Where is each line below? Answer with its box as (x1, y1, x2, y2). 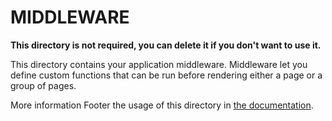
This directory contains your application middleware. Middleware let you (10, 58, 308, 70)
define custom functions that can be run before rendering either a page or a (10, 69, 323, 81)
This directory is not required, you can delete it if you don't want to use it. (10, 39, 322, 51)
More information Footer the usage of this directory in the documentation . (10, 99, 314, 111)
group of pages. (10, 79, 77, 91)
